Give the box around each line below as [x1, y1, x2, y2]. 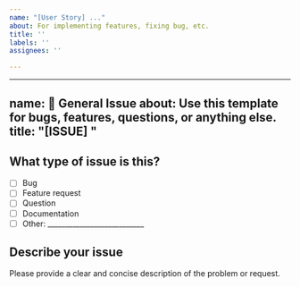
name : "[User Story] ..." [9, 13, 105, 22]
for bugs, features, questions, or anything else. [9, 109, 277, 125]
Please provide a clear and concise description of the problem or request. [9, 268, 281, 279]
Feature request [21, 188, 81, 198]
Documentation [21, 207, 79, 219]
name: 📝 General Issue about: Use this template [9, 96, 279, 111]
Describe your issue [9, 245, 123, 260]
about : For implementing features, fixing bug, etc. [9, 21, 210, 30]
